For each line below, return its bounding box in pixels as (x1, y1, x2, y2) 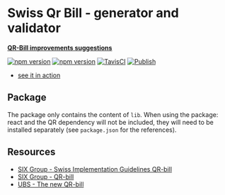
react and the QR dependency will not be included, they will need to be (7, 118, 214, 126)
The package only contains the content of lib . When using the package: (7, 110, 219, 118)
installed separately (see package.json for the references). (7, 126, 177, 134)
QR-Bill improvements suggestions (7, 43, 112, 52)
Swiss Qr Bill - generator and (7, 5, 179, 21)
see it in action (17, 71, 61, 79)
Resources (7, 146, 56, 158)
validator (7, 20, 62, 36)
